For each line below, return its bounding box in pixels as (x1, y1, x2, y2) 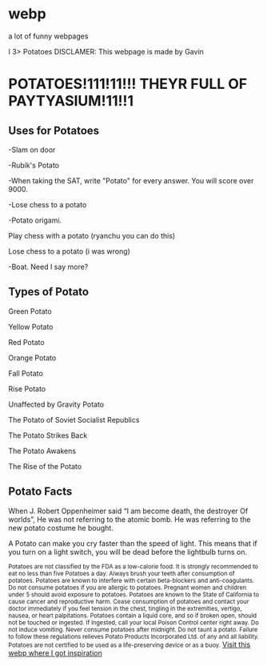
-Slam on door (8, 145, 56, 154)
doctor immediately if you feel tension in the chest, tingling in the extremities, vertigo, (8, 604, 242, 612)
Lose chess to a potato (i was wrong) (8, 246, 130, 256)
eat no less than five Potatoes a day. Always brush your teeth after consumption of (8, 569, 235, 577)
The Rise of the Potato (8, 461, 82, 471)
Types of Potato (8, 285, 90, 299)
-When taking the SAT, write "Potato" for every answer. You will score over (8, 175, 254, 185)
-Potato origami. (8, 215, 62, 225)
